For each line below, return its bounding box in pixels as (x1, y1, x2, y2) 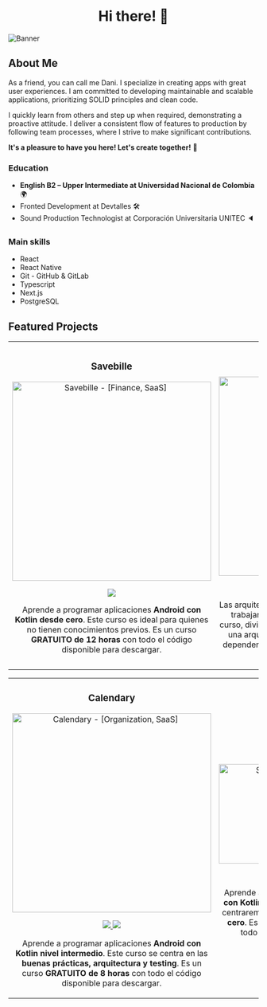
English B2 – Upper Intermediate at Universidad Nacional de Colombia (19, 181, 255, 190)
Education (8, 163, 49, 174)
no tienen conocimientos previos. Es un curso (26, 625, 197, 636)
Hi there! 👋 (98, 7, 169, 25)
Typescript (19, 280, 56, 289)
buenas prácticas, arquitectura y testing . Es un (21, 958, 203, 969)
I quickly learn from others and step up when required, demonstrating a (8, 110, 242, 120)
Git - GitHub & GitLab (19, 271, 89, 281)
